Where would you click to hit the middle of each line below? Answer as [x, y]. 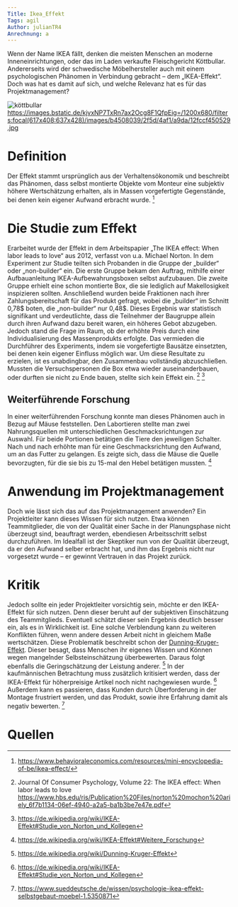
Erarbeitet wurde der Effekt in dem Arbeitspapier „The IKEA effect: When [113, 248]
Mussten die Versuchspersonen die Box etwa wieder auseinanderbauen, [113, 368]
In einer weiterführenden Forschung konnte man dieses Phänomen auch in [116, 417]
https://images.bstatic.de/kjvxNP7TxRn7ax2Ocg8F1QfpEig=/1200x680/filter [118, 113]
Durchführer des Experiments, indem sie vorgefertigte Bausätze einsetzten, [118, 346]
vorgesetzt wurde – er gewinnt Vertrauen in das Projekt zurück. [100, 556]
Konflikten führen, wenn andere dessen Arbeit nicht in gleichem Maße [109, 634]
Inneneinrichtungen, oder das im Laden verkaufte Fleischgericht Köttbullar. [117, 62]
